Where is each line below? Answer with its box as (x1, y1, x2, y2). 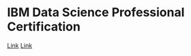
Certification (7, 19, 80, 34)
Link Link (7, 41, 33, 49)
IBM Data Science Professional (7, 5, 185, 20)
